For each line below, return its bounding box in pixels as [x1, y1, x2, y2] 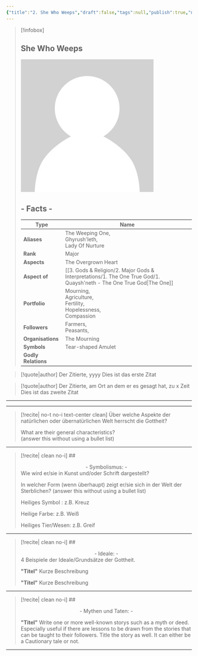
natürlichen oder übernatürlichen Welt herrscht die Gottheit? [20, 417, 167, 424]
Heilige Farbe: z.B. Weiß [20, 510, 80, 517]
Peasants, [65, 327, 90, 334]
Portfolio [23, 300, 45, 306]
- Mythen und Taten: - [79, 607, 134, 614]
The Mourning [65, 335, 100, 342]
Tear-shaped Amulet [65, 343, 116, 350]
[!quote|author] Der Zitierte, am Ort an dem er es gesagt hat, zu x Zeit [20, 382, 190, 389]
